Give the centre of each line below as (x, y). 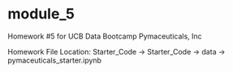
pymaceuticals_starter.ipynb (55, 60)
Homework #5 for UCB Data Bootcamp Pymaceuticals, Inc (105, 36)
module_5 (41, 14)
